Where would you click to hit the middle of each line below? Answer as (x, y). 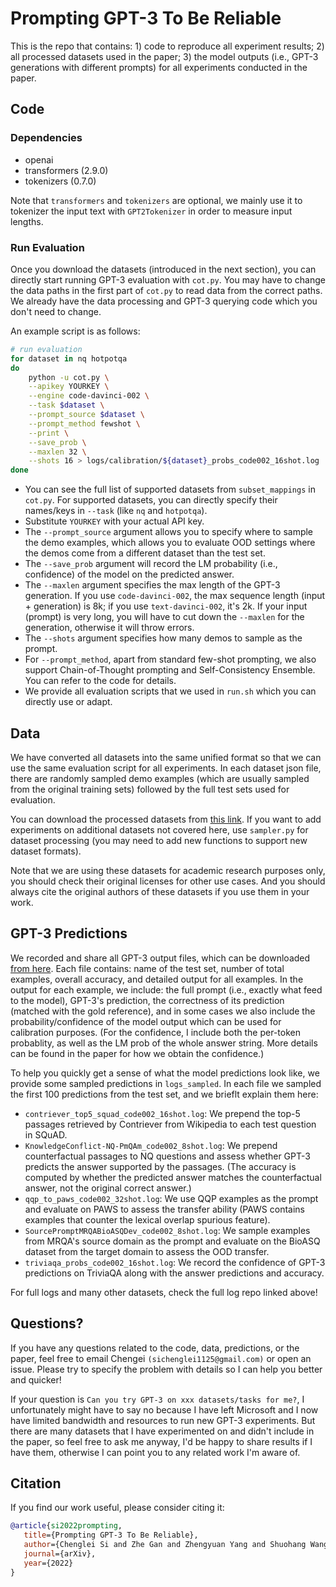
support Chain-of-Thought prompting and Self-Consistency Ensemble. (170, 670)
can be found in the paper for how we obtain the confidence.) (137, 1053)
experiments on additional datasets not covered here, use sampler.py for (159, 829)
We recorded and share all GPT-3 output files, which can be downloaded (160, 958)
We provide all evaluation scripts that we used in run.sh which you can (170, 691)
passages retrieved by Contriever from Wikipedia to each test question (170, 1124)
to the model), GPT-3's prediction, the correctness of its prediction (147, 1000)
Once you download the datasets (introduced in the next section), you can (163, 269)
